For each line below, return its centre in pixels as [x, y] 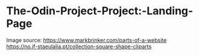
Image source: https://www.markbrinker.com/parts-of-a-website [87, 40]
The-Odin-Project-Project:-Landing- [100, 11]
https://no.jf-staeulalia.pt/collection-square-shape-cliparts [79, 46]
